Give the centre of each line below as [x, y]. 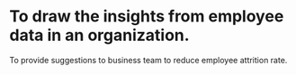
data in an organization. [100, 35]
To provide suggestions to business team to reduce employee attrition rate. [148, 60]
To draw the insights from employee [147, 16]
